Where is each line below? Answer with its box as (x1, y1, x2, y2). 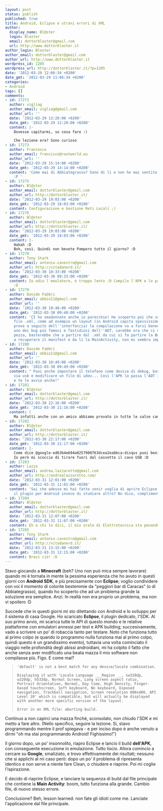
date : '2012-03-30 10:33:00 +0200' (9, 269, 81, 274)
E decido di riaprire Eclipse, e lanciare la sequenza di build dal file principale (5, 775, 157, 781)
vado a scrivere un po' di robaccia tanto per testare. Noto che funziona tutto (5, 629, 157, 635)
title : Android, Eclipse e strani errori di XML (5, 20, 105, 26)
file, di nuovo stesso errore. (5, 786, 60, 792)
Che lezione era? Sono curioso (14, 138, 77, 143)
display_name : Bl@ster (9, 30, 55, 35)
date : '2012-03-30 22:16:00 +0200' (9, 401, 81, 405)
